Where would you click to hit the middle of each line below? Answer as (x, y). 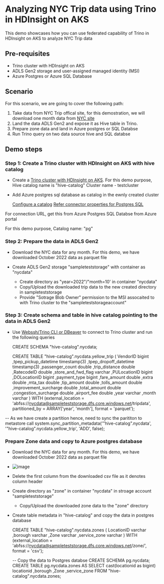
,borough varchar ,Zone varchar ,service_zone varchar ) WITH (75, 535)
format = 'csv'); (28, 551)
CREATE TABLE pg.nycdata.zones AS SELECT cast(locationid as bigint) (84, 566)
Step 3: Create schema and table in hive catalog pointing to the (81, 315)
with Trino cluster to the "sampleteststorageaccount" (73, 302)
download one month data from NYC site (53, 118)
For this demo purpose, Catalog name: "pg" (49, 229)
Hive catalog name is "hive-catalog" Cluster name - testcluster (75, 185)
